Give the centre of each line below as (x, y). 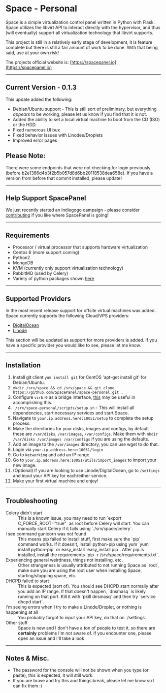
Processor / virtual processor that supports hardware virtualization (80, 247)
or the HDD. (25, 125)
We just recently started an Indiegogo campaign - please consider (73, 210)
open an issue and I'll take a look (51, 638)
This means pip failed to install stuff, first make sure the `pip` (79, 539)
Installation (23, 365)
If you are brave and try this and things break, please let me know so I (83, 681)
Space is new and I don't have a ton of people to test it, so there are (87, 628)
